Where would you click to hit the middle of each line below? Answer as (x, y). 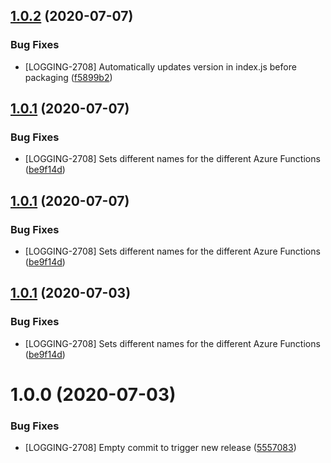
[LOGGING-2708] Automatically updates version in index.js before (160, 66)
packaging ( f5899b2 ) (68, 77)
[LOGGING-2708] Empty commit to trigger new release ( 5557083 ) (160, 448)
